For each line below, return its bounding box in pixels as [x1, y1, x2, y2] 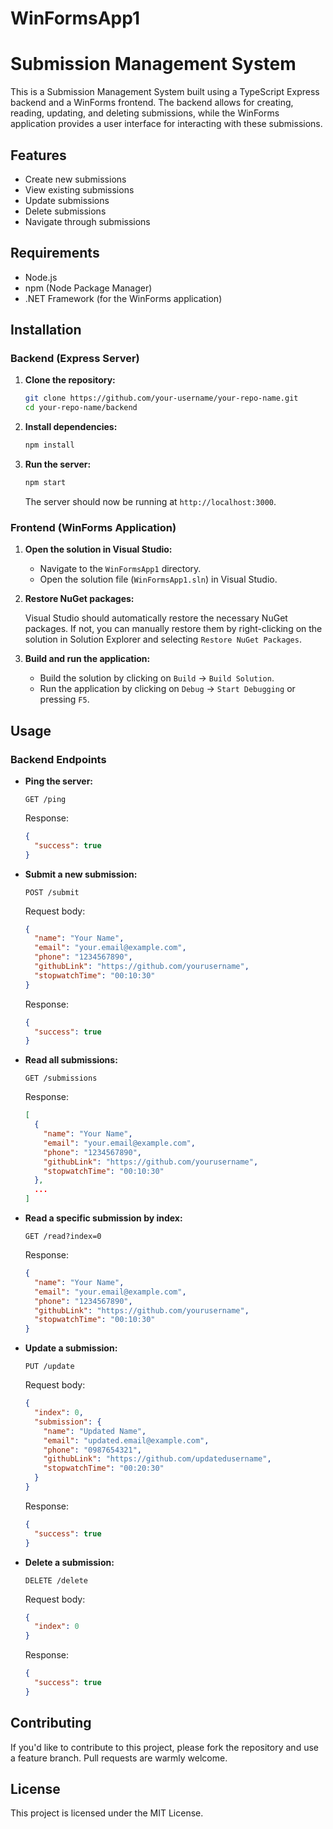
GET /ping [24, 794, 67, 804]
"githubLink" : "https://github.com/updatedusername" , [43, 1454, 272, 1464]
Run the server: [24, 458, 92, 471]
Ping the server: [24, 775, 94, 787]
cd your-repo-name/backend [24, 403, 138, 413]
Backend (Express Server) [10, 352, 140, 366]
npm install [24, 440, 75, 451]
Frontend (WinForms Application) [10, 520, 177, 534]
